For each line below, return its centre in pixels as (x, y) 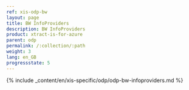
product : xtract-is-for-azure (45, 35)
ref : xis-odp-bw (27, 12)
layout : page (23, 18)
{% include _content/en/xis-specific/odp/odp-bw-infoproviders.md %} (95, 80)
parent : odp (21, 40)
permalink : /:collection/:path (46, 46)
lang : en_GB (21, 57)
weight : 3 (19, 52)
